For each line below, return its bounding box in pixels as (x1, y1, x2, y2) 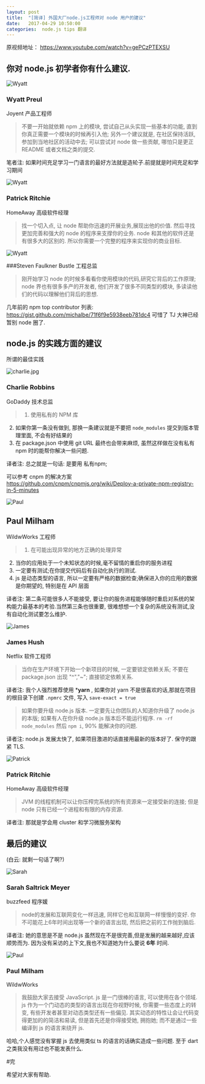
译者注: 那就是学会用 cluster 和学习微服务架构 (6, 819, 121, 826)
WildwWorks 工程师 (6, 533, 56, 540)
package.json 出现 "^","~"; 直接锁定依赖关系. (21, 673, 133, 680)
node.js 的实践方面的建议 (6, 338, 102, 349)
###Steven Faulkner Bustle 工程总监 (6, 262, 98, 269)
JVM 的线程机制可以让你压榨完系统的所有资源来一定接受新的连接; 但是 (21, 798, 199, 805)
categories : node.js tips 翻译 (6, 26, 87, 32)
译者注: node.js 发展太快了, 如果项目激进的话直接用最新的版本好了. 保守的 (6, 735, 192, 742)
